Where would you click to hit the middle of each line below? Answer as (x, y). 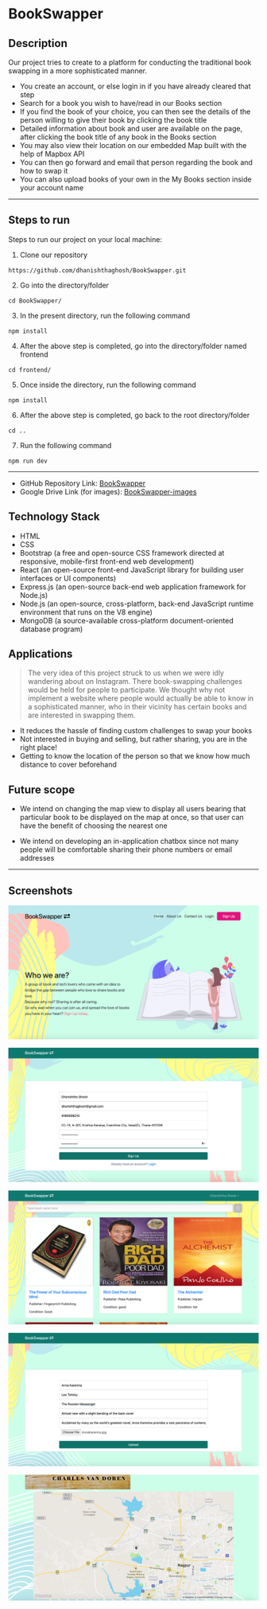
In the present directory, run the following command (105, 315)
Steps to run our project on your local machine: (85, 239)
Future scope (42, 789)
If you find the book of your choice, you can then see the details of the (135, 111)
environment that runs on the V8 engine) (86, 612)
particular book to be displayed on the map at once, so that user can (132, 818)
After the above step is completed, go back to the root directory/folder (135, 415)
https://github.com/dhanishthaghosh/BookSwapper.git (97, 270)
